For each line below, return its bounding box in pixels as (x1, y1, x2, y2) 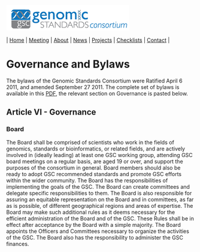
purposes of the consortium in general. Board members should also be (6, 164, 181, 171)
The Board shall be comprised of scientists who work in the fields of (6, 139, 175, 146)
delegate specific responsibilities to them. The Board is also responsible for (6, 189, 192, 196)
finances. (6, 240, 29, 247)
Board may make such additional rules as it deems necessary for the (6, 208, 175, 216)
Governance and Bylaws (6, 57, 130, 71)
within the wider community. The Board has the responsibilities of (6, 177, 168, 184)
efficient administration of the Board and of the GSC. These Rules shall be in (6, 214, 195, 222)
